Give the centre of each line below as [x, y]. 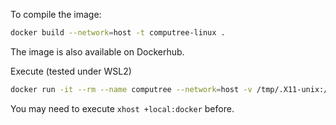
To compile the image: [56, 14]
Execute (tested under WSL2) [71, 71]
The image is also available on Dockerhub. [97, 51]
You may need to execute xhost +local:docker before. [122, 108]
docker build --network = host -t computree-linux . [118, 33]
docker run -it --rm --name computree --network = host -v [131, 89]
